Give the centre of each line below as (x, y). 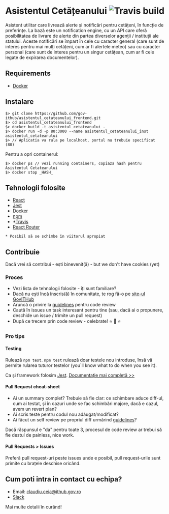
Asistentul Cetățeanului (56, 11)
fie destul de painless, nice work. (40, 435)
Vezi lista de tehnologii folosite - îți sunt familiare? (64, 289)
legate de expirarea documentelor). (42, 57)
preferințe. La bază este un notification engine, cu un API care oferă (76, 30)
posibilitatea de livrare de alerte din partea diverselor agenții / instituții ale (82, 36)
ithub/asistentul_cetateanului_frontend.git (53, 118)
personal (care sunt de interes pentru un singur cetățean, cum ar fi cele (80, 52)
